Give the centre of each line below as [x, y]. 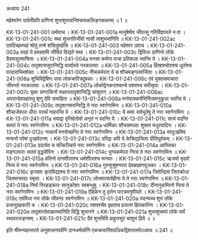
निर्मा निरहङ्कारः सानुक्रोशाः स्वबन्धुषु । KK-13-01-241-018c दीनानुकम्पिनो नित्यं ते [109, 185]
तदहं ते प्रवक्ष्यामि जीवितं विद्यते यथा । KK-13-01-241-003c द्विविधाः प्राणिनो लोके [97, 52]
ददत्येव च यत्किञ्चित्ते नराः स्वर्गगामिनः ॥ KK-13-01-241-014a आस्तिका [107, 145]
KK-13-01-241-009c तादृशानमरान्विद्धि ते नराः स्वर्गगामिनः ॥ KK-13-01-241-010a [89, 105]
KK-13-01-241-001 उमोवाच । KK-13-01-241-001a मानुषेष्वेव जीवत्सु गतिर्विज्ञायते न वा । [96, 32]
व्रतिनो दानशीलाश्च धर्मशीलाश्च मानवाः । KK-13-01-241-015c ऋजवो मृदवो [117, 158]
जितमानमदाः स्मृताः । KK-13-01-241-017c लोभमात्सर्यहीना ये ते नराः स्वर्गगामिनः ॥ [85, 179]
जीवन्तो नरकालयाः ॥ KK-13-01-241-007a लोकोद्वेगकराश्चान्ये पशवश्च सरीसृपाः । [85, 85]
